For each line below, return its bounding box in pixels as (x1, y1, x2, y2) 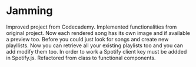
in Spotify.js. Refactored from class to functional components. (6, 54, 156, 61)
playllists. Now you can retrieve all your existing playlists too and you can (6, 42, 184, 49)
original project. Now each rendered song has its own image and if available (6, 29, 190, 36)
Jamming (6, 4, 53, 17)
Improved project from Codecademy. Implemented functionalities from (6, 23, 177, 30)
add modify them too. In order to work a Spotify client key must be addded (6, 48, 187, 55)
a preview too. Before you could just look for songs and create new (6, 36, 169, 43)
